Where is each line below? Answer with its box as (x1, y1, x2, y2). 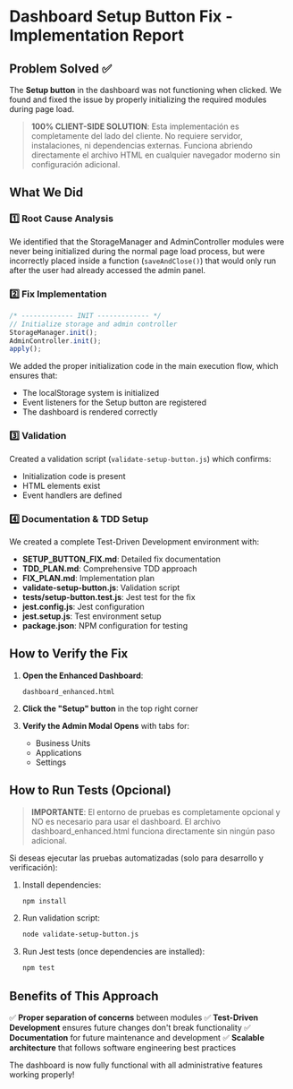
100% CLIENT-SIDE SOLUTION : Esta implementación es (30, 121, 239, 132)
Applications (35, 747, 82, 758)
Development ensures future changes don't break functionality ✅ (9, 1023, 252, 1033)
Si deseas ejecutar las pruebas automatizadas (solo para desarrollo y (9, 853, 264, 863)
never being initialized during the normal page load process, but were (9, 245, 265, 256)
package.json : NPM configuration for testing (21, 620, 188, 630)
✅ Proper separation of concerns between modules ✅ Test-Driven (9, 1012, 259, 1023)
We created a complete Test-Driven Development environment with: (9, 536, 260, 547)
